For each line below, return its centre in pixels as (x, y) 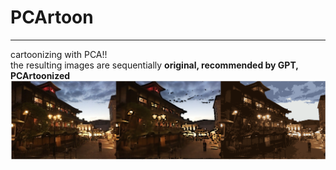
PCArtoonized (40, 75)
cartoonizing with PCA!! (59, 54)
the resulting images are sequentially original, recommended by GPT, (154, 65)
